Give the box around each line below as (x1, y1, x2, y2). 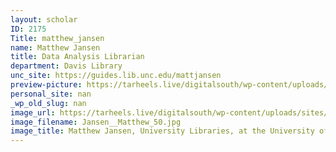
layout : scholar (10, 14, 78, 25)
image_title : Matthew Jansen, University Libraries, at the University (10, 126, 315, 136)
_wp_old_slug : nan (10, 98, 87, 108)
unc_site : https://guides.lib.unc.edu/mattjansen (10, 71, 222, 81)
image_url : (10, 107, 56, 118)
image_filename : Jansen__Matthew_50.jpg (10, 117, 182, 127)
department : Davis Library (10, 61, 123, 71)
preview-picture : (10, 80, 83, 90)
